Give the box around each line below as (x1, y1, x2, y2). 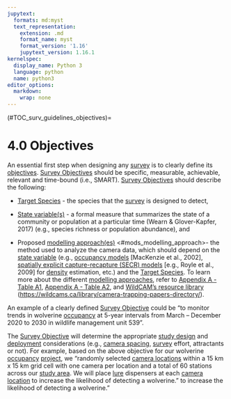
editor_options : (7, 81, 54, 88)
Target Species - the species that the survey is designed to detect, (17, 196, 209, 205)
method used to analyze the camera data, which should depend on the (17, 245, 221, 254)
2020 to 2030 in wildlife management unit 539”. (7, 318, 144, 327)
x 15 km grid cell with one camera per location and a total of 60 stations (7, 361, 212, 370)
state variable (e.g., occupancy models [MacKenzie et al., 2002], (17, 253, 203, 261)
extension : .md (19, 29, 64, 37)
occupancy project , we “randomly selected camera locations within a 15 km (7, 354, 224, 362)
